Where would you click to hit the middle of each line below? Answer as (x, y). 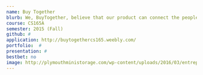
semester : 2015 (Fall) (35, 29)
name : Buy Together (31, 12)
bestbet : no (21, 57)
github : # (19, 34)
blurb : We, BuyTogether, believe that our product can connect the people (102, 18)
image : (14, 62)
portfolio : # (24, 46)
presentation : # (27, 51)
